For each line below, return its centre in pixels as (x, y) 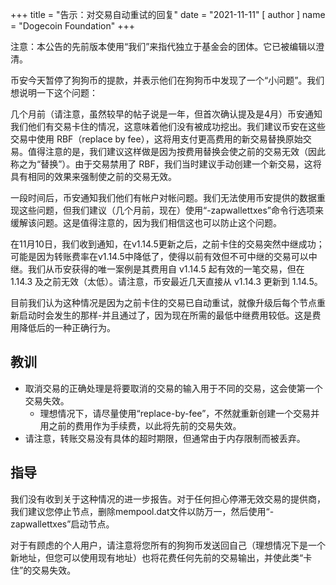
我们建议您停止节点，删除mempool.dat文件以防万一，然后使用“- (142, 511)
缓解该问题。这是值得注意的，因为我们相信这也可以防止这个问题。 (146, 222)
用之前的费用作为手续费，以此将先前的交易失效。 (140, 425)
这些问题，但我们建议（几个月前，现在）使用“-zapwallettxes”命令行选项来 (171, 210)
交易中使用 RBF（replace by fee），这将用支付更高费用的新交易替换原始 (156, 139)
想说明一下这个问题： (54, 92)
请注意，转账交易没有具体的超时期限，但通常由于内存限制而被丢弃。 (165, 438)
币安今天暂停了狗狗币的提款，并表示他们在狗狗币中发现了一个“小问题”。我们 (167, 80)
